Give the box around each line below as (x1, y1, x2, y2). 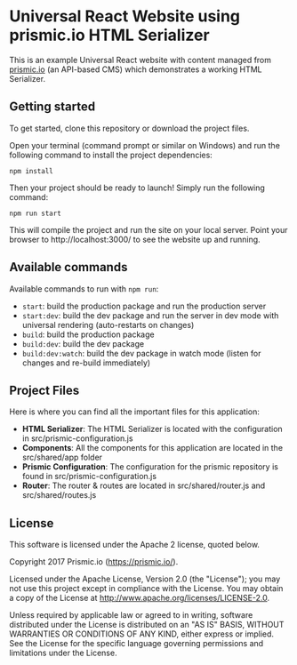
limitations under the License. (9, 647, 117, 659)
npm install (9, 166, 53, 175)
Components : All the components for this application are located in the (21, 443, 283, 453)
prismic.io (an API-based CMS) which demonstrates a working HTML (9, 64, 262, 75)
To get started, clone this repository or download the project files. (9, 123, 250, 133)
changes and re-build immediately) (21, 357, 151, 368)
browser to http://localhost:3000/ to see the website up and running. (9, 234, 261, 244)
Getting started (9, 100, 96, 115)
